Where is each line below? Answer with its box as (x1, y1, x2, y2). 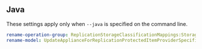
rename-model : (6, 37, 42, 43)
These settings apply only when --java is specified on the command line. (6, 20, 188, 27)
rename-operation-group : (6, 32, 69, 38)
